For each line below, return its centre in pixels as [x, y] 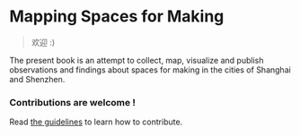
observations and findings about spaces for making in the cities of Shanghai [150, 70]
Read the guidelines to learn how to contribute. [96, 122]
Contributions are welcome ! [73, 102]
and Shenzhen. [37, 79]
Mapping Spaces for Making [117, 17]
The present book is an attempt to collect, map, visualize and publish [137, 60]
